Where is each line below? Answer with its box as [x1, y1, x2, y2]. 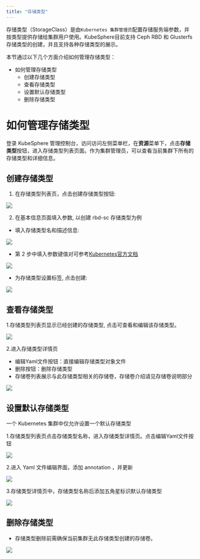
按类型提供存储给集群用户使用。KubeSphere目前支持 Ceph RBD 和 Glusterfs [6, 33, 193, 40]
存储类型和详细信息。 [6, 154, 58, 161]
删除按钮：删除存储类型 [14, 365, 73, 372]
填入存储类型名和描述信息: [14, 227, 79, 234]
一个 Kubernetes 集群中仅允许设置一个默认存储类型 [6, 420, 132, 427]
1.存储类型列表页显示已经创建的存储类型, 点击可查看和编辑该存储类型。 [6, 322, 180, 329]
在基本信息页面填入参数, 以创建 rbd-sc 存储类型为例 [14, 214, 142, 221]
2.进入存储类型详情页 [6, 346, 58, 353]
